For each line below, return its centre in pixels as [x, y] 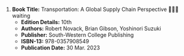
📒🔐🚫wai [173, 9]
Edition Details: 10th [46, 22]
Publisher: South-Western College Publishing [77, 35]
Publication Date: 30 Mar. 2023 [60, 48]
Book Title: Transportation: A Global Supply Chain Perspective [89, 9]
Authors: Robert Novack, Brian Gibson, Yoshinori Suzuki [91, 28]
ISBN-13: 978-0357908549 [55, 41]
